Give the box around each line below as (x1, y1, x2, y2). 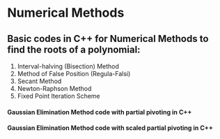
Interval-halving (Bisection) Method (17, 62, 120, 71)
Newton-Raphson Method (17, 85, 92, 92)
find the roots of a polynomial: (7, 43, 141, 55)
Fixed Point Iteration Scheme (17, 92, 101, 100)
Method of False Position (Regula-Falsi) (17, 70, 131, 78)
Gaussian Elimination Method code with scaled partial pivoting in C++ (7, 124, 214, 132)
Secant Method (17, 77, 62, 85)
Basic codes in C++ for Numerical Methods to (7, 33, 209, 45)
